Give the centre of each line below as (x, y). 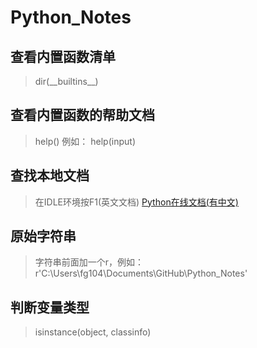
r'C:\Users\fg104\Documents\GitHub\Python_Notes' (141, 273)
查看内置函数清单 (63, 56)
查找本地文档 (50, 176)
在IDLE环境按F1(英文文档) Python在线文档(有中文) (136, 202)
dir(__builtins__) (66, 81)
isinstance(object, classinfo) (93, 332)
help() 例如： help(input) (85, 141)
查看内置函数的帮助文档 (82, 115)
